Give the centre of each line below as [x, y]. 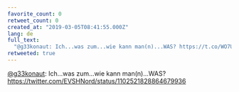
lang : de [20, 34]
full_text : [23, 40]
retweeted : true [31, 54]
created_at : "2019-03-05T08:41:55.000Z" [68, 27]
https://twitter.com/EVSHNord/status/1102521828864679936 [97, 81]
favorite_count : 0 [34, 14]
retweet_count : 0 [33, 21]
